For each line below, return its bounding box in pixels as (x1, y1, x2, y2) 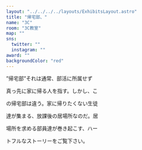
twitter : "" (11, 42, 41, 48)
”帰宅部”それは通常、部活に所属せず (6, 75, 93, 82)
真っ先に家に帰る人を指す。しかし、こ (6, 87, 98, 94)
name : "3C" (6, 19, 33, 25)
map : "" (6, 31, 25, 36)
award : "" (6, 52, 30, 58)
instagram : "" (11, 47, 46, 53)
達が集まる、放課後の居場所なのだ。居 (6, 112, 98, 119)
